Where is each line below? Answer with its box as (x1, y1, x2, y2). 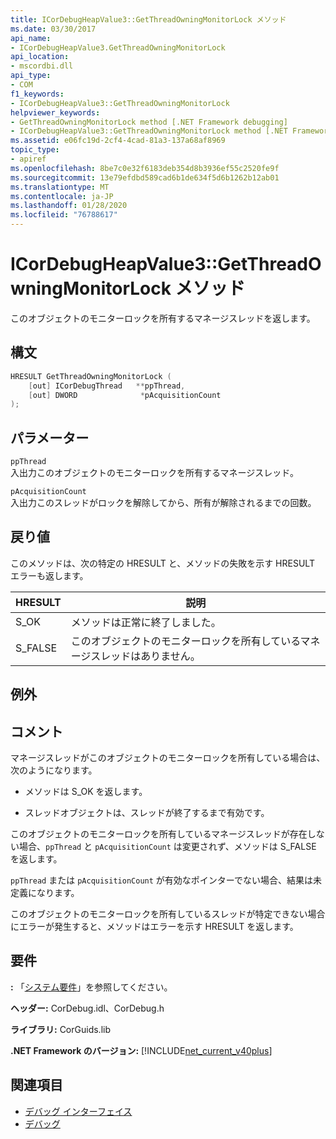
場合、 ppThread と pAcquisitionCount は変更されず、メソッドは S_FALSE (18, 841, 317, 853)
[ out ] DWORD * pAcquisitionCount (28, 390, 222, 400)
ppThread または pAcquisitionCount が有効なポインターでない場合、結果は (10, 874, 313, 886)
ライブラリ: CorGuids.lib (10, 1023, 111, 1035)
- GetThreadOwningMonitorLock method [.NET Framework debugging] (10, 117, 288, 127)
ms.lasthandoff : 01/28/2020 (10, 201, 128, 211)
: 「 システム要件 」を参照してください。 (10, 981, 173, 993)
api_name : (10, 33, 52, 43)
